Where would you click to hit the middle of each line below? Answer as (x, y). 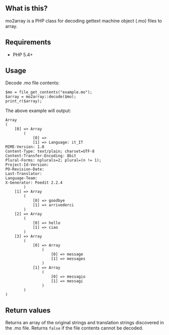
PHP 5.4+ (23, 54)
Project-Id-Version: (27, 165)
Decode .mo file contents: (32, 83)
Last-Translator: (24, 174)
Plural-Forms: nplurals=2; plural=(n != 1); (53, 161)
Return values (28, 310)
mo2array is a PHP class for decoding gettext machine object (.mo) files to (84, 20)
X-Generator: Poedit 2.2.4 (34, 183)
